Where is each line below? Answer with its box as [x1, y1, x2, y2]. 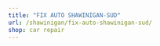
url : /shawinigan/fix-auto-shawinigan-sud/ [8, 19, 153, 27]
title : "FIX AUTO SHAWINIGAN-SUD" [8, 11, 122, 19]
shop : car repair [8, 26, 65, 34]
